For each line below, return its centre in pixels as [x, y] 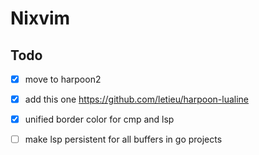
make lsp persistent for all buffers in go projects [123, 139]
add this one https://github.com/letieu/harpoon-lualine [137, 99]
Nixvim [40, 18]
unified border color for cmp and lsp [99, 119]
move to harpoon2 [63, 79]
